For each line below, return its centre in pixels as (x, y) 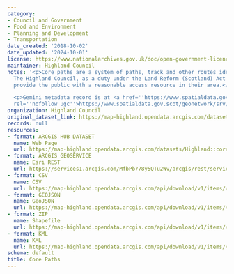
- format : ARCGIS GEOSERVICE (49, 156)
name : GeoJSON (34, 201)
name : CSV (28, 182)
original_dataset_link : (42, 117)
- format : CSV (28, 175)
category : (22, 14)
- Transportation (32, 40)
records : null (28, 123)
